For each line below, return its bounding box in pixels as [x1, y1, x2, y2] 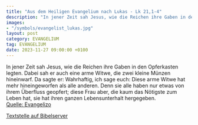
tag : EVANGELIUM [6, 42, 46, 48]
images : [6, 19, 25, 25]
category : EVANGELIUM [6, 36, 60, 42]
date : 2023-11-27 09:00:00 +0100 [6, 47, 88, 53]
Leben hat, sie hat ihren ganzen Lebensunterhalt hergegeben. [6, 94, 156, 101]
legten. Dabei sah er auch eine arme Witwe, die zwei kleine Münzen [6, 69, 171, 77]
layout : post [6, 31, 38, 37]
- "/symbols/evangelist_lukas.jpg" [6, 25, 94, 31]
